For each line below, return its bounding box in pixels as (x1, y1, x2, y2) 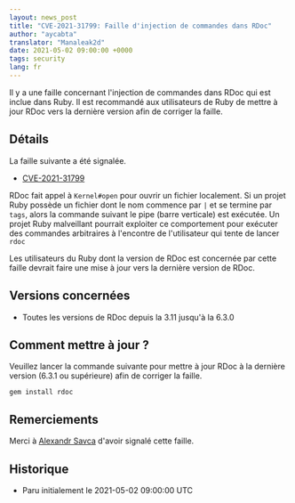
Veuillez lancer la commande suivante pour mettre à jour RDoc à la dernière (9, 361, 286, 372)
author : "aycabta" (9, 29, 77, 38)
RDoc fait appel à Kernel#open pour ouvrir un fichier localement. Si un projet (9, 190, 286, 200)
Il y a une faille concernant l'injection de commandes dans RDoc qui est (9, 86, 271, 98)
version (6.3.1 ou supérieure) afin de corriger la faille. (9, 370, 203, 381)
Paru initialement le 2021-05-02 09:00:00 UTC (21, 484, 194, 495)
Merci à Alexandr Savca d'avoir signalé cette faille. (9, 435, 195, 446)
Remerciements (9, 411, 100, 427)
